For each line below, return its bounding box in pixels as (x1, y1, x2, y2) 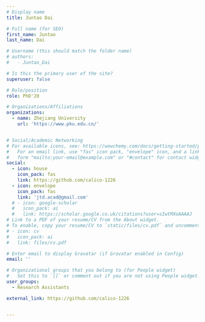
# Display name (6, 9, 45, 15)
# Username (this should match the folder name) (6, 48, 132, 54)
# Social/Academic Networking (6, 137, 84, 144)
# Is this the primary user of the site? (6, 70, 113, 76)
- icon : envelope (12, 183, 56, 189)
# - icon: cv (6, 228, 40, 234)
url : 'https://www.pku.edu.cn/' (17, 121, 99, 127)
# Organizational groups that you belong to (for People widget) (6, 267, 176, 274)
